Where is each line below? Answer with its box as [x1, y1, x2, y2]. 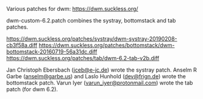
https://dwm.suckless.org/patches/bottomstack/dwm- [38, 42, 175, 49]
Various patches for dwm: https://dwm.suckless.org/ [6, 5, 138, 12]
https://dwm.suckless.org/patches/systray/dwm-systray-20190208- [6, 35, 178, 42]
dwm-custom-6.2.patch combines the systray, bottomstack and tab [6, 17, 176, 24]
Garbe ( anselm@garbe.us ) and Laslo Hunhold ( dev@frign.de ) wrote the [6, 73, 186, 80]
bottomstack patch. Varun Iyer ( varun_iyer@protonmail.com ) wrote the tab [6, 79, 193, 86]
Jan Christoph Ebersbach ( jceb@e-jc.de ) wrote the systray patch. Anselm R [6, 66, 197, 73]
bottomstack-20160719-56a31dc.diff [6, 48, 98, 55]
